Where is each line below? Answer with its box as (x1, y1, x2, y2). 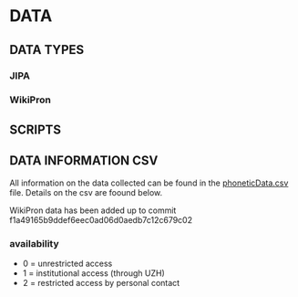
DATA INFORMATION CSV (9, 153, 159, 169)
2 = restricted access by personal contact (22, 277, 180, 288)
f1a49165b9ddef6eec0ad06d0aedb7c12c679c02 (9, 214, 193, 225)
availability (9, 237, 59, 249)
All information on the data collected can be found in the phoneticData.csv (9, 177, 289, 188)
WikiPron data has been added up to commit (9, 205, 177, 216)
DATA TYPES (9, 42, 85, 58)
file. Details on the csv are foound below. (9, 186, 163, 197)
